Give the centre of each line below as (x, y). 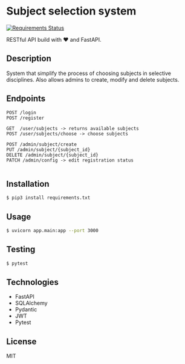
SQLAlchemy (31, 303)
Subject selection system (71, 11)
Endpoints (26, 99)
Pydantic (26, 310)
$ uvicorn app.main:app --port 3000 (52, 231)
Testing (21, 249)
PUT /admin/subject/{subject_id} (48, 149)
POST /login (21, 112)
